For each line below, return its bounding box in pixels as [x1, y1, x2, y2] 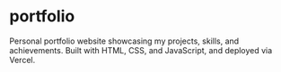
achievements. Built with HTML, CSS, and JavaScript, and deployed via [9, 44, 273, 55]
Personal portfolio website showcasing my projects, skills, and [9, 36, 240, 46]
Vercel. [9, 54, 36, 65]
